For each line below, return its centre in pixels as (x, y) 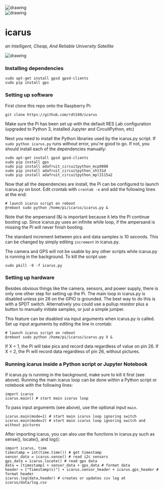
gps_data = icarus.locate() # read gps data (51, 461)
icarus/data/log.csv (26, 483)
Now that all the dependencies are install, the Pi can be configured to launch (82, 184)
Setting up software (29, 95)
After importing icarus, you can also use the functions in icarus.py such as (80, 434)
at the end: (16, 194)
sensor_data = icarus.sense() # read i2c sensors (57, 457)
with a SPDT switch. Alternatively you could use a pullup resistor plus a (77, 304)
